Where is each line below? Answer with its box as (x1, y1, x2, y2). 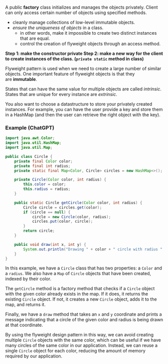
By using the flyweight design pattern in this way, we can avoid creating (5, 332, 154, 338)
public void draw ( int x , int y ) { (14, 242, 86, 247)
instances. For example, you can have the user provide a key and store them (5, 107, 163, 112)
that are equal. (20, 35, 50, 41)
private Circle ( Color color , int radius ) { (14, 177, 107, 183)
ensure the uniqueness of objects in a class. (12, 25, 104, 31)
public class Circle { (5, 154, 53, 159)
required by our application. (5, 353, 63, 359)
